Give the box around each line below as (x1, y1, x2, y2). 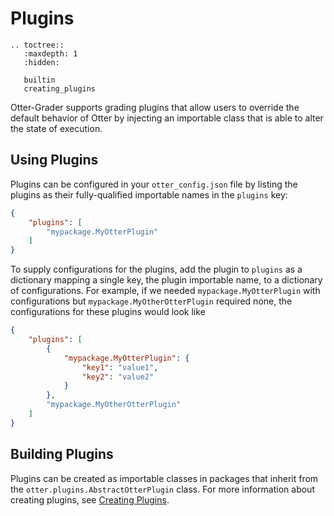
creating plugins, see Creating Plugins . (10, 493, 170, 506)
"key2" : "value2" (81, 372, 155, 382)
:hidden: (23, 57, 60, 67)
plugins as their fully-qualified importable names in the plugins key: (10, 188, 288, 201)
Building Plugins (10, 446, 114, 463)
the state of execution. (10, 122, 103, 134)
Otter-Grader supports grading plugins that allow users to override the (10, 101, 300, 113)
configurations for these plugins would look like (10, 306, 206, 318)
